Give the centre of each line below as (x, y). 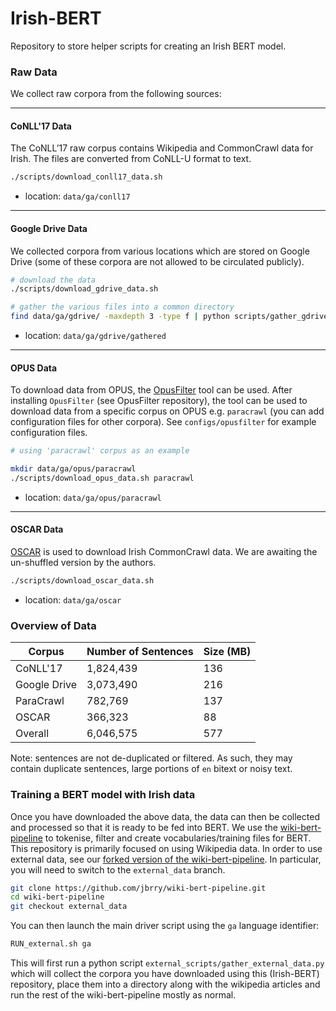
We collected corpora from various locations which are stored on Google (160, 251)
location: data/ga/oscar (73, 599)
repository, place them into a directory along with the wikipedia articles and (165, 984)
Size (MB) (227, 652)
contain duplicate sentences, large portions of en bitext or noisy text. (151, 769)
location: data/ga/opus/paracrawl (93, 497)
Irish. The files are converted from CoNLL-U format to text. (131, 159)
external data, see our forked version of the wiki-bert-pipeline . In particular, (166, 859)
